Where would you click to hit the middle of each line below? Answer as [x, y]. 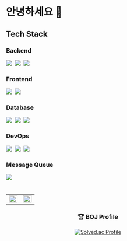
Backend [19, 50]
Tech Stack [27, 34]
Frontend [19, 79]
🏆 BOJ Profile [98, 217]
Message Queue [30, 165]
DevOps [18, 136]
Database [20, 107]
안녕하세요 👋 [34, 12]
